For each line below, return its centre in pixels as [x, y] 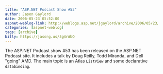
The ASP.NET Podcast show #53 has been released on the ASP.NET [73, 50]
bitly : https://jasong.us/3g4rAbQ [40, 37]
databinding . [18, 66]
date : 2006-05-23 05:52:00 [32, 18]
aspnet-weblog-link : [26, 23]
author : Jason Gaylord [28, 14]
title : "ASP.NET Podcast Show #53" [41, 9]
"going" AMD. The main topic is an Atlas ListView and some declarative [76, 61]
